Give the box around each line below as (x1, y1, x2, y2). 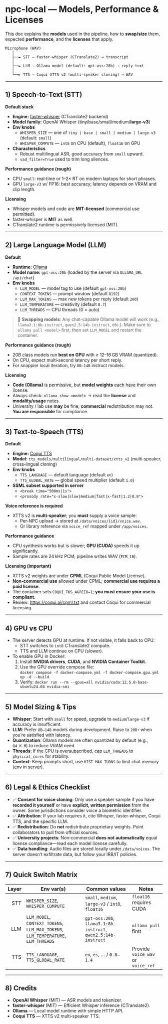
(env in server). (12, 764, 44, 770)
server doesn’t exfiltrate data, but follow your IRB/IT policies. (12, 851, 137, 857)
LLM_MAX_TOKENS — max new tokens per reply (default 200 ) (19, 296, 138, 302)
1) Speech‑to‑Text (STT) (5, 90, 82, 99)
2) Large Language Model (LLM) (5, 241, 106, 249)
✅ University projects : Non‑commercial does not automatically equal (12, 834, 157, 840)
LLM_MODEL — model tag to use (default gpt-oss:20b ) (19, 285, 126, 291)
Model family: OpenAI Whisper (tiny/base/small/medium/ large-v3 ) (12, 119, 150, 125)
